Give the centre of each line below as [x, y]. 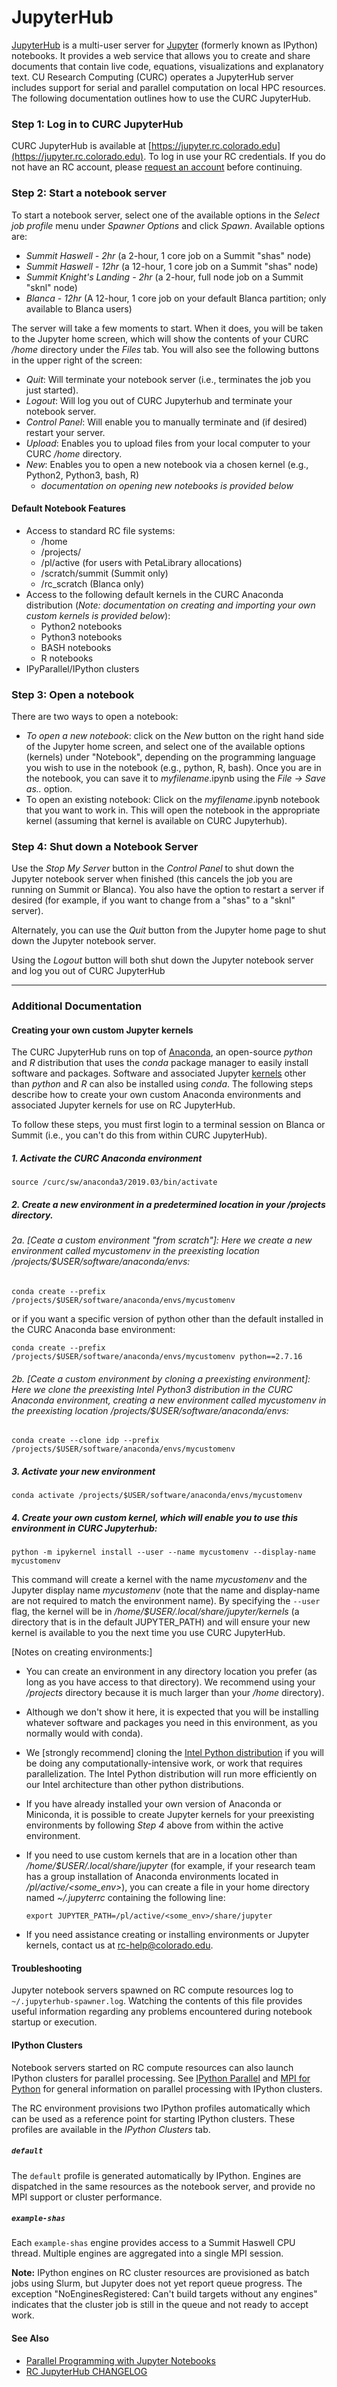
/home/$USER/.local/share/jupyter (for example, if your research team [170, 1866]
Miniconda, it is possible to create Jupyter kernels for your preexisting [170, 1815]
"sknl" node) [51, 287]
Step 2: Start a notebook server [89, 193]
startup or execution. [54, 2022]
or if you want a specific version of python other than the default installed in [167, 1319]
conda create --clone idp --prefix [85, 1441]
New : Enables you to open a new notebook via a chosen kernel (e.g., [167, 464]
